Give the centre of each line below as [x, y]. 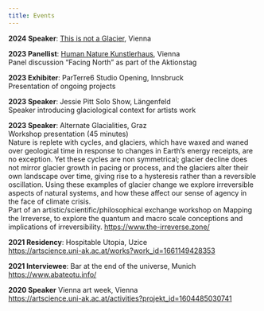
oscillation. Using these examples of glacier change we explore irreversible [131, 185]
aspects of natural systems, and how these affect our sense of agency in [128, 192]
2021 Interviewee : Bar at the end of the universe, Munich [102, 266]
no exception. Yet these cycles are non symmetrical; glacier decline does [128, 159]
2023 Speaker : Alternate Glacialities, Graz [78, 125]
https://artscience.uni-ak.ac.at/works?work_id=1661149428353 [112, 251]
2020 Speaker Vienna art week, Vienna [73, 290]
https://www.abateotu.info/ [52, 274]
